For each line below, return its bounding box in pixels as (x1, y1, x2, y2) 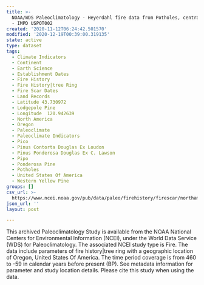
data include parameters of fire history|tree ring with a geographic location (6, 247, 193, 255)
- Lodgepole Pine (12, 104, 56, 111)
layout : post (6, 206, 39, 212)
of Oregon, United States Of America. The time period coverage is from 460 (6, 254, 196, 261)
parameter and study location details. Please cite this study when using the (6, 267, 194, 274)
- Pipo (12, 155, 29, 161)
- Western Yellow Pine (12, 178, 69, 184)
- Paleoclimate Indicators (12, 133, 80, 139)
